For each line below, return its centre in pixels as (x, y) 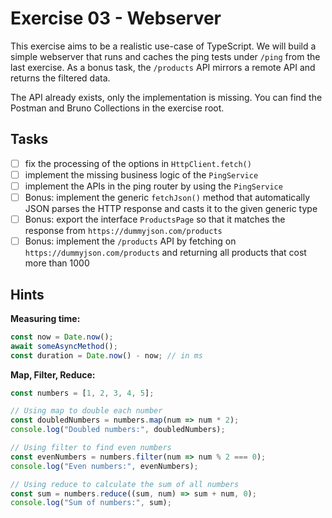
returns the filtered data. (60, 78)
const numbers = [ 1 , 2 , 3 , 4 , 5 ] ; (82, 393)
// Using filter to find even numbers (91, 448)
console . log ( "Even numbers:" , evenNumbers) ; (104, 466)
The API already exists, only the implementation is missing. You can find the (166, 97)
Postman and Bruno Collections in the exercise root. (117, 108)
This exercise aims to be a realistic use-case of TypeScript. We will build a (163, 46)
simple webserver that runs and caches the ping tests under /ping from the (165, 56)
